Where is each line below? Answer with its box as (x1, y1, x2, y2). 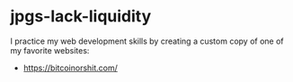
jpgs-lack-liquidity (10, 6, 152, 27)
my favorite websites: (10, 45, 90, 55)
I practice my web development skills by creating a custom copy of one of (10, 36, 284, 46)
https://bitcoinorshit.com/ (22, 62, 118, 73)
